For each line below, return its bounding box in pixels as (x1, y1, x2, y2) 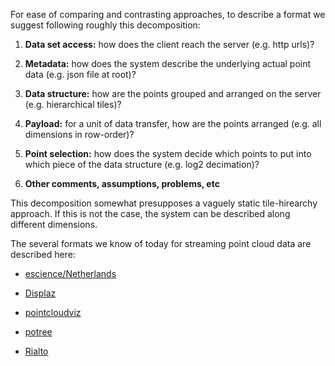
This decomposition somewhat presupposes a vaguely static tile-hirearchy (10, 197, 318, 209)
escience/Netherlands (24, 268, 117, 279)
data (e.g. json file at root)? (24, 69, 137, 80)
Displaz (24, 287, 57, 299)
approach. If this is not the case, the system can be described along (10, 208, 291, 219)
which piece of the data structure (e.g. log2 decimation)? (24, 159, 260, 170)
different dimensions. (10, 219, 98, 230)
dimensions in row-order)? (24, 129, 135, 140)
